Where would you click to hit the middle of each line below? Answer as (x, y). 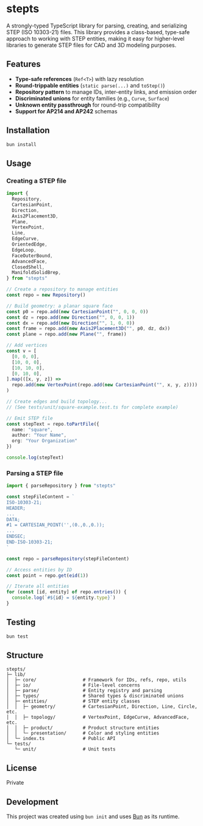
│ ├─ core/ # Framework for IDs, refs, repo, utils (97, 680)
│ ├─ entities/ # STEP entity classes (73, 701)
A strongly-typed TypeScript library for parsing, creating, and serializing (97, 26)
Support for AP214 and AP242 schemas (66, 111)
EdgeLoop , (24, 250)
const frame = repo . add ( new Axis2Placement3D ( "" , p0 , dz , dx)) (88, 329)
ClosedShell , (28, 267)
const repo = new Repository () (46, 295)
